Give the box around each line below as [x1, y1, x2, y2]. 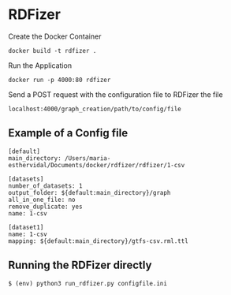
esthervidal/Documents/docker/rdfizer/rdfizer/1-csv [8, 161, 185, 169]
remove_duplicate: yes [8, 203, 83, 211]
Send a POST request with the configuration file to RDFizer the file [8, 89, 223, 99]
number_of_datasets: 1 [8, 181, 83, 190]
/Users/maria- [64, 154, 111, 162]
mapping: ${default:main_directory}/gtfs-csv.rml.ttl [8, 237, 189, 245]
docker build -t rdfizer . [8, 47, 97, 54]
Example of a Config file [8, 126, 129, 140]
